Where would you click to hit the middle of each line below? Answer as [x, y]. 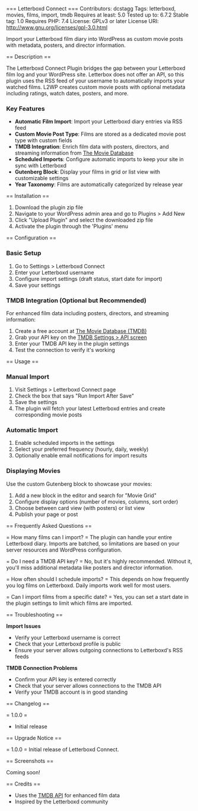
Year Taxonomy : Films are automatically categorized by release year [99, 185]
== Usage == [23, 361]
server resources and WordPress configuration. [64, 550]
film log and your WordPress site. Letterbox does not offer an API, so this [95, 74]
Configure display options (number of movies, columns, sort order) [96, 501]
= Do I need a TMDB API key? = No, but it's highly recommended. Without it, [99, 561]
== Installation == [28, 196]
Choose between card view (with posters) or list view [80, 508]
